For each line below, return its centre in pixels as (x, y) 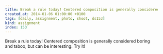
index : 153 (16, 27)
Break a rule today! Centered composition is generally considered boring (78, 41)
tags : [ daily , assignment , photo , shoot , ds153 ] (55, 18)
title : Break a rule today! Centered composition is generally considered (82, 9)
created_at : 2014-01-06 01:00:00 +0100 (45, 14)
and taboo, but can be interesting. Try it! (45, 46)
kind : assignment (23, 23)
